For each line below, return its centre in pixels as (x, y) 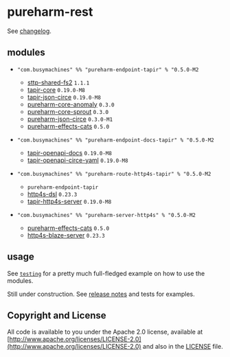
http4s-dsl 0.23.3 (52, 194)
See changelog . (29, 31)
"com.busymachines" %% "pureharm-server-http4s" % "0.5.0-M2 (106, 215)
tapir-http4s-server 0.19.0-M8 (69, 201)
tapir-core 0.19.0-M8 (56, 89)
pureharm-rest (50, 12)
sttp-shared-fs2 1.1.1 (58, 82)
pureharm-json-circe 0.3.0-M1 (70, 119)
